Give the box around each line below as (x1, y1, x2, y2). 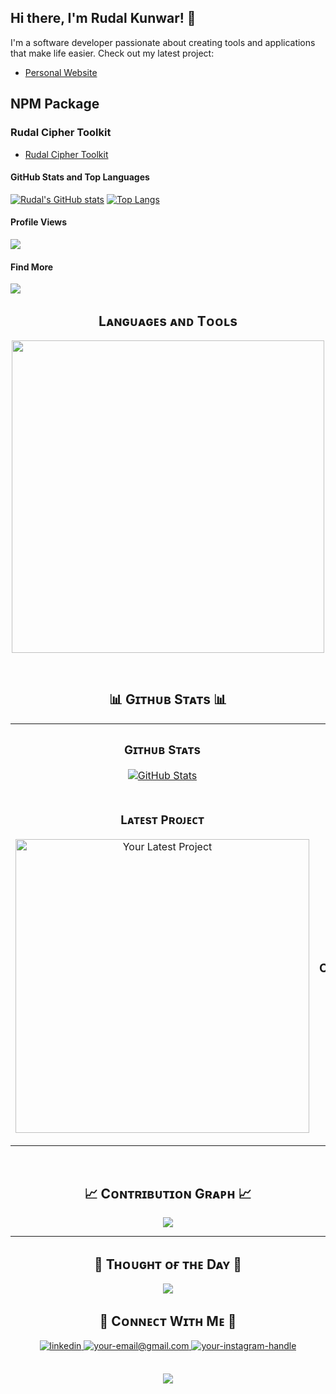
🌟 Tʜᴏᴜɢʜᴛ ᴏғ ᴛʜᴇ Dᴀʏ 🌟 (93, 1256, 243, 1273)
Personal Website (24, 66, 98, 78)
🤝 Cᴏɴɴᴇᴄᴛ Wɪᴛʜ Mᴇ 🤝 (99, 1312, 237, 1330)
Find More (10, 261, 54, 273)
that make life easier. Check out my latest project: (10, 47, 215, 59)
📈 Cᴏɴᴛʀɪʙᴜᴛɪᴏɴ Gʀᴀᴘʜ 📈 (84, 1185, 252, 1202)
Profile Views (10, 216, 68, 228)
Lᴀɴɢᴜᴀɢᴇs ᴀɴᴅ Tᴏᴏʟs (98, 312, 238, 330)
